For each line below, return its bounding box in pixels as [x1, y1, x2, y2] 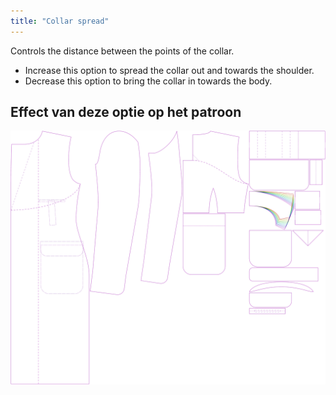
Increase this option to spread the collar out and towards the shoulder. [24, 64, 315, 76]
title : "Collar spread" [10, 16, 110, 26]
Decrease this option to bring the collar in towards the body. [24, 75, 273, 87]
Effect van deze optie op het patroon [10, 104, 242, 121]
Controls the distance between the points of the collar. [10, 45, 235, 57]
